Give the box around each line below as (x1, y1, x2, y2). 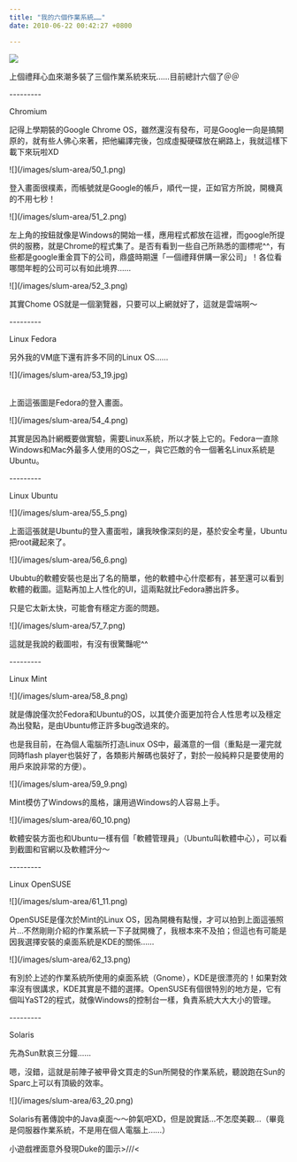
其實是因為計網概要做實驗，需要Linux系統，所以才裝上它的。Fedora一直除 (9, 433, 279, 444)
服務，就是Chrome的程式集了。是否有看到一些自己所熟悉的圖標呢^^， (24, 240, 278, 251)
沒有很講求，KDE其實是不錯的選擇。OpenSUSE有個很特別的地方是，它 (16, 983, 274, 994)
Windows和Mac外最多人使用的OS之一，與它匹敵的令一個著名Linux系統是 (9, 444, 276, 454)
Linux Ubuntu (9, 490, 58, 500)
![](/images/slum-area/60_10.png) (9, 814, 131, 825)
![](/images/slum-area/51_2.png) (9, 211, 127, 221)
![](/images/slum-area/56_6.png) (9, 554, 128, 565)
